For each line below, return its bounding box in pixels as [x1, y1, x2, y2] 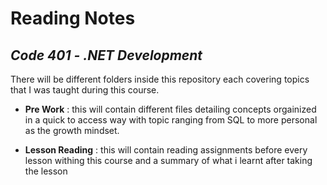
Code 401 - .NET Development [10, 47, 203, 64]
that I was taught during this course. [10, 84, 160, 96]
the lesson [24, 165, 68, 177]
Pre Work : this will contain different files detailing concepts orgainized [24, 103, 317, 115]
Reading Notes [10, 7, 136, 30]
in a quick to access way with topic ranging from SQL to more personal [24, 114, 318, 126]
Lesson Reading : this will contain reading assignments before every [24, 144, 308, 156]
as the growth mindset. [24, 125, 120, 136]
